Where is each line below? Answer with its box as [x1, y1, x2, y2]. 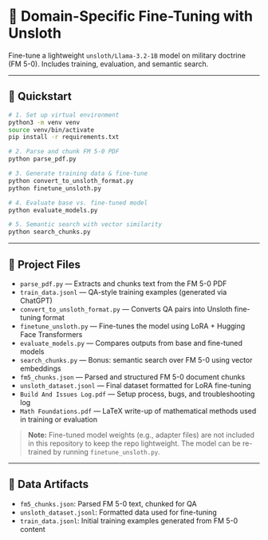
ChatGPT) [19, 296, 53, 305]
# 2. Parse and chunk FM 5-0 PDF [8, 148, 120, 156]
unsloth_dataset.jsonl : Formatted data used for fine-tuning [19, 507, 217, 517]
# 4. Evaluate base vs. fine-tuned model [8, 199, 148, 207]
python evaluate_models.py [8, 206, 98, 214]
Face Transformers [19, 329, 83, 339]
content [19, 524, 45, 534]
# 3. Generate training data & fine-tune [8, 169, 148, 177]
